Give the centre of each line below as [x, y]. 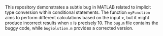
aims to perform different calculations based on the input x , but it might [77, 18]
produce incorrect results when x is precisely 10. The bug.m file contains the [82, 23]
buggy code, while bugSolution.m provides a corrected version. [69, 28]
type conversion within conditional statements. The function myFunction [78, 12]
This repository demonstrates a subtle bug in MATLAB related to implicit [78, 7]
